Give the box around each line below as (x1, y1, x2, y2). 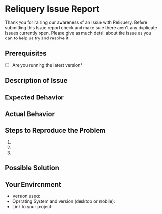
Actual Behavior (5, 110, 55, 118)
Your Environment (5, 180, 61, 189)
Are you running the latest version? (12, 62, 83, 68)
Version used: (12, 194, 40, 199)
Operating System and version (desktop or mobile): (12, 198, 116, 204)
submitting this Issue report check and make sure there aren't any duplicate (5, 24, 157, 30)
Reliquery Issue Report (5, 3, 100, 15)
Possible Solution (5, 164, 60, 172)
